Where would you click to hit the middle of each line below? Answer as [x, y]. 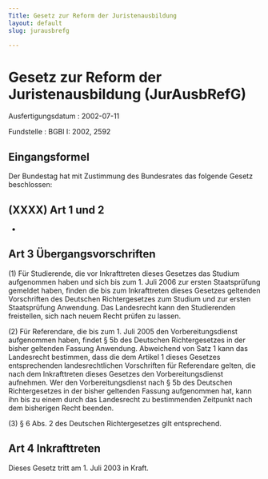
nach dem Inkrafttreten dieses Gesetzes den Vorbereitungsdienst [116, 373]
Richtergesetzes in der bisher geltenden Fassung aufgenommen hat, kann [130, 391]
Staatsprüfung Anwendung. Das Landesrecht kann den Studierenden [122, 307]
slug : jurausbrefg [39, 30]
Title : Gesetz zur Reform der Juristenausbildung [93, 16]
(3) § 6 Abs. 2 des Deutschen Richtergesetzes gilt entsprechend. [115, 423]
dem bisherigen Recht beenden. [61, 408]
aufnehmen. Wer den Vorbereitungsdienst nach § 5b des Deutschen [120, 382]
